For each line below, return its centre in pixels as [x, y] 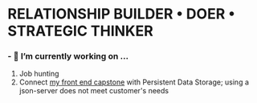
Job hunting [39, 74]
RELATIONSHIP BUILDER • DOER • [121, 14]
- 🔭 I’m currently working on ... [68, 56]
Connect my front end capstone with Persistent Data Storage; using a [134, 82]
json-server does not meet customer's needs [94, 91]
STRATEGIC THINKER [80, 31]
